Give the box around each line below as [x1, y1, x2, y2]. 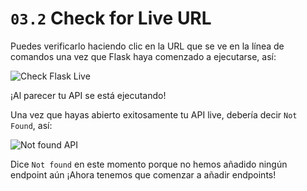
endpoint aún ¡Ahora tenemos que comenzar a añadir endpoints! [10, 168, 277, 181]
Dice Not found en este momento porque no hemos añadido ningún [10, 158, 288, 170]
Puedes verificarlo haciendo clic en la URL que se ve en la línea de [10, 40, 285, 52]
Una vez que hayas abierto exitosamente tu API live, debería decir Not [10, 108, 298, 121]
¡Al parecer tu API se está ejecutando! [10, 89, 167, 101]
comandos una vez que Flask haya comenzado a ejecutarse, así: [10, 50, 277, 62]
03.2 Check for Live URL [10, 7, 212, 30]
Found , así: [10, 119, 53, 131]
